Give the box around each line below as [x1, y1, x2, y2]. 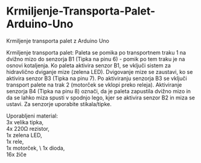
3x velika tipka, [6, 118, 44, 125]
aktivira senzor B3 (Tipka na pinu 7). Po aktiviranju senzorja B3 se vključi [6, 75, 187, 82]
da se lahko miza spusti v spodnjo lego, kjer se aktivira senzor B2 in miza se [6, 94, 195, 101]
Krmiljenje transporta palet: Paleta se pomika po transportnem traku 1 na [6, 48, 186, 56]
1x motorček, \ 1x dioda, [6, 144, 65, 151]
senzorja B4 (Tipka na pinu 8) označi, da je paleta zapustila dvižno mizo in [6, 87, 191, 95]
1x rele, [6, 138, 24, 145]
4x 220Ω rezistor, [6, 125, 50, 132]
